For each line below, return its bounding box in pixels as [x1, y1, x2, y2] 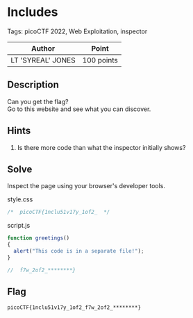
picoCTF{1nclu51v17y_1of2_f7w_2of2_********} [7, 304, 141, 311]
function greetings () [7, 235, 70, 242]
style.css [7, 195, 33, 203]
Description [7, 79, 59, 91]
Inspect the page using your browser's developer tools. [7, 182, 165, 190]
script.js [7, 221, 31, 230]
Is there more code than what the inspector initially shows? [17, 143, 186, 151]
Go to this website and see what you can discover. [7, 105, 151, 113]
